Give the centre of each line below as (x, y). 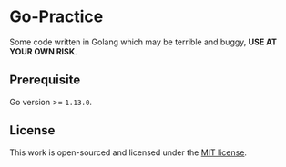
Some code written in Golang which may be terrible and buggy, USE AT (143, 42)
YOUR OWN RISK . (43, 51)
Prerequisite (45, 80)
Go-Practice (56, 17)
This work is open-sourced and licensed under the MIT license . (128, 152)
